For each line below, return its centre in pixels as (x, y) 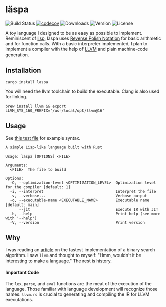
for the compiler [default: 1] (38, 187)
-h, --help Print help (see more (85, 214)
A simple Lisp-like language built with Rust (54, 147)
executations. (19, 299)
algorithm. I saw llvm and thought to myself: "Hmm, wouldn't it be (73, 255)
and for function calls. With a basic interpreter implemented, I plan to (76, 43)
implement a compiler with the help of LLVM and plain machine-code (77, 49)
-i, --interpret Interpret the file (83, 191)
